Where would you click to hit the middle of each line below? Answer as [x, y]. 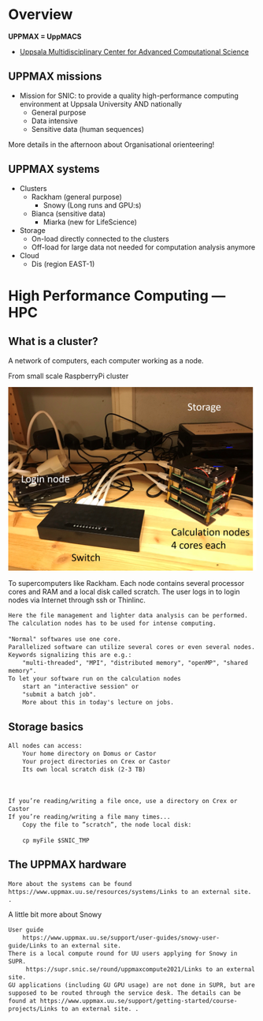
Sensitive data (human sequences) [87, 129]
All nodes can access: [45, 745]
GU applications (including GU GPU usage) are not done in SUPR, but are [132, 985]
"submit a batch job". [59, 695]
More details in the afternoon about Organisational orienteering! [111, 145]
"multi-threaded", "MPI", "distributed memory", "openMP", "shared [135, 663]
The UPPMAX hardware [67, 865]
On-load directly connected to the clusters [100, 238]
